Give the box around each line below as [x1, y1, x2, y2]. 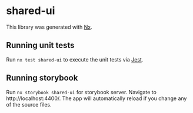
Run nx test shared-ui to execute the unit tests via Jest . [6, 56, 144, 63]
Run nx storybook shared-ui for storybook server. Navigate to [6, 88, 157, 95]
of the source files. [6, 101, 52, 108]
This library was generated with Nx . [6, 23, 92, 30]
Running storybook [6, 73, 78, 83]
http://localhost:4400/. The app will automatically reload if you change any [6, 95, 187, 102]
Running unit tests [6, 40, 75, 50]
